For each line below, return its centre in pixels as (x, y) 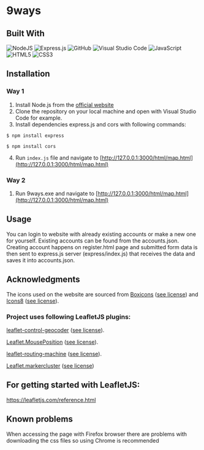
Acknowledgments (43, 280)
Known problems (40, 419)
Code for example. (39, 118)
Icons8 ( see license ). (33, 301)
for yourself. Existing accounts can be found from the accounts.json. (93, 241)
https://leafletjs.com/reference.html (51, 400)
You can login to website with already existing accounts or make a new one (101, 234)
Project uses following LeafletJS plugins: (69, 317)
